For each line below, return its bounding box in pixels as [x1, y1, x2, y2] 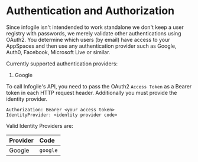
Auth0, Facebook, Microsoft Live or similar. [6, 48, 111, 55]
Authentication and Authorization [6, 4, 175, 18]
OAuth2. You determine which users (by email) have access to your [6, 36, 170, 43]
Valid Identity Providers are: [6, 122, 74, 129]
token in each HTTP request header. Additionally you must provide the [6, 89, 177, 96]
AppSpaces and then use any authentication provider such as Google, [6, 42, 177, 49]
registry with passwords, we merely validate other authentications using [6, 29, 181, 37]
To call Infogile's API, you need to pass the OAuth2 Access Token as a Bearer [6, 82, 192, 90]
